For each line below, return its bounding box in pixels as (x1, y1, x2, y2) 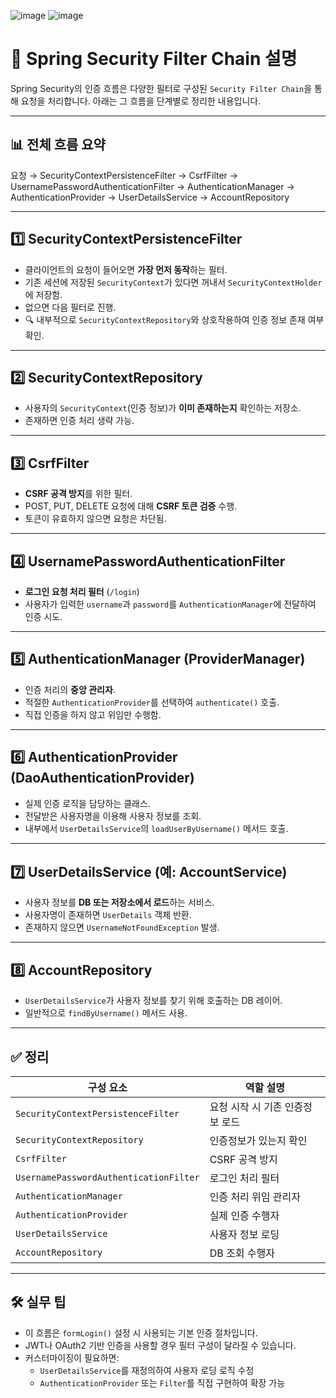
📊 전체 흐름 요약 (10, 136, 106, 154)
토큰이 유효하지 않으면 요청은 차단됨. (24, 513, 167, 525)
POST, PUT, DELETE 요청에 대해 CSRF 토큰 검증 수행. (24, 500, 238, 512)
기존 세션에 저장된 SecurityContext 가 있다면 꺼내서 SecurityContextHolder (24, 276, 323, 288)
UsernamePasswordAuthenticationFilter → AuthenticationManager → (10, 180, 295, 192)
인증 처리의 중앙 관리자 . (24, 683, 116, 695)
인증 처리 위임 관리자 (209, 1190, 302, 1204)
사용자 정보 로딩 (209, 1228, 280, 1242)
